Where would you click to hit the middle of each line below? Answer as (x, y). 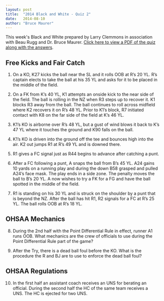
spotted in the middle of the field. (46, 184)
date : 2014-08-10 (25, 19)
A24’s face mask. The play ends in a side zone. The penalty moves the (84, 174)
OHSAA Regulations (37, 271)
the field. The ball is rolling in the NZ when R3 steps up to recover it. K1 (84, 100)
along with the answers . (30, 47)
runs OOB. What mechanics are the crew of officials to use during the (82, 236)
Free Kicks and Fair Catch (45, 63)
